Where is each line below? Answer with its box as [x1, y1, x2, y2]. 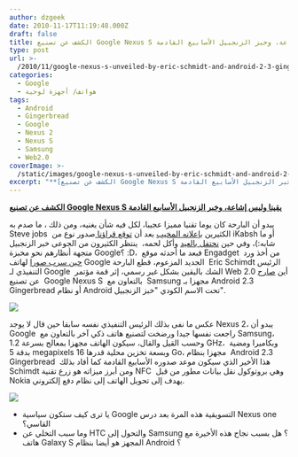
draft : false [9, 29, 58, 38]
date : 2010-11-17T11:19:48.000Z [9, 21, 129, 30]
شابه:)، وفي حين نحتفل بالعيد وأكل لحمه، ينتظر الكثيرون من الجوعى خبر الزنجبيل [9, 238, 276, 249]
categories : [9, 71, 53, 80]
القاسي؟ [21, 418, 51, 430]
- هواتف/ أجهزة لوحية [17, 87, 98, 96]
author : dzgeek [9, 12, 66, 22]
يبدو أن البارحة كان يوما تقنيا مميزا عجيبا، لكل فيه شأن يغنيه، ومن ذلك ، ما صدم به [9, 219, 275, 230]
